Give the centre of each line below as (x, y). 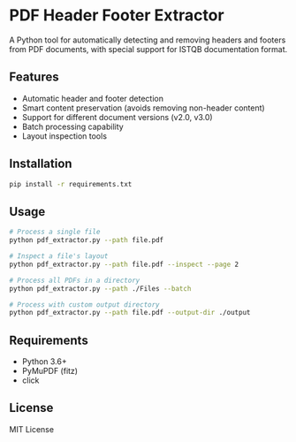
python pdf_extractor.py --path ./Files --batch (100, 288)
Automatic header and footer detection (92, 98)
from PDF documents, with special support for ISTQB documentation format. (148, 49)
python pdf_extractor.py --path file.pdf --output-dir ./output (130, 313)
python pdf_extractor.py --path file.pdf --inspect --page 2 (124, 264)
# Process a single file (55, 232)
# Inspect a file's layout (59, 256)
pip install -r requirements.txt (71, 184)
